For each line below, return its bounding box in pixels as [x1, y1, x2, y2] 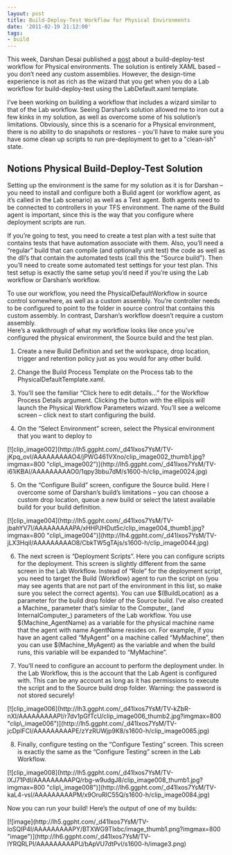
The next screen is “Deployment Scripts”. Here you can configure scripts [17, 552, 225, 560]
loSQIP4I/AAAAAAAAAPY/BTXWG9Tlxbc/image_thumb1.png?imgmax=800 [7, 824, 221, 833]
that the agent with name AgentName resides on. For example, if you [17, 626, 214, 634]
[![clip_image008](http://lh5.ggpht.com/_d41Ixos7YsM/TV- [7, 768, 174, 776]
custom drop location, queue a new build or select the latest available [17, 495, 216, 504]
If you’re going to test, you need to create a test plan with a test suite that [7, 231, 216, 240]
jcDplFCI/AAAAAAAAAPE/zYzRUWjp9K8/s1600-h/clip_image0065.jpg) [7, 726, 210, 735]
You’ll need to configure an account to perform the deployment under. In [17, 661, 224, 669]
